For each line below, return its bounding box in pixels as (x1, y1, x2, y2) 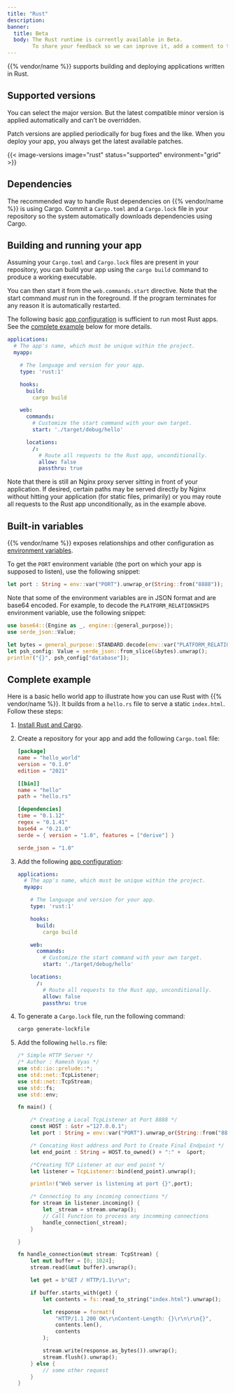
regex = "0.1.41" (17, 819, 69, 826)
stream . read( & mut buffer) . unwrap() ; (30, 1264, 137, 1271)
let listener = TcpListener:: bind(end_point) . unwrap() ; (30, 1168, 197, 1175)
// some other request (43, 1366, 109, 1374)
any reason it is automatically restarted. (7, 301, 121, 310)
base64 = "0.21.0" (17, 825, 71, 832)
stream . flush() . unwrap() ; (43, 1354, 118, 1361)
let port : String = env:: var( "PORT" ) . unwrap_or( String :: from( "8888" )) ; (7, 581, 224, 588)
